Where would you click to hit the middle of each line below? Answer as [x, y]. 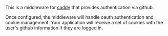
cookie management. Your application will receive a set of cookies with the [84, 23]
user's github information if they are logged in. [54, 28]
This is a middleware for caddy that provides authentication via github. [80, 7]
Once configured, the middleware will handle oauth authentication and [79, 17]
